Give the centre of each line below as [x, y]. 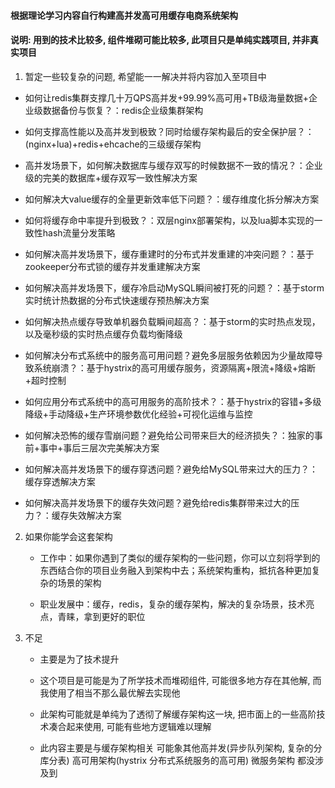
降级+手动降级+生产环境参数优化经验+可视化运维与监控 [138, 414]
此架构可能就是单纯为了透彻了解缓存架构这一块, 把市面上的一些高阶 [178, 714]
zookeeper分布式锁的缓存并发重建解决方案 [112, 266]
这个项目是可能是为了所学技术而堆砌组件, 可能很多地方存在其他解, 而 [180, 680]
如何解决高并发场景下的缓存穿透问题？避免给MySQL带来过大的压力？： [171, 469]
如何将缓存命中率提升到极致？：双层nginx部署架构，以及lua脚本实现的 [169, 220]
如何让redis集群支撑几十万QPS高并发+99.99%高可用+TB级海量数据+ [167, 97]
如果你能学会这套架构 [68, 536]
